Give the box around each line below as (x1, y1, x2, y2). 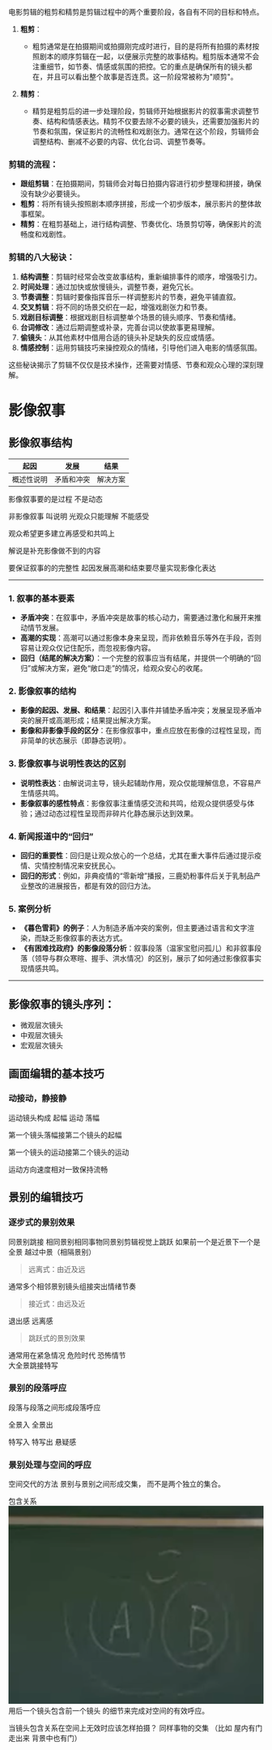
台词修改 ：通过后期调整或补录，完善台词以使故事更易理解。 (19, 322, 219, 332)
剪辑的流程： (8, 159, 59, 170)
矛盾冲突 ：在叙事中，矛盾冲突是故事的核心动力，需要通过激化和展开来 (19, 612, 255, 622)
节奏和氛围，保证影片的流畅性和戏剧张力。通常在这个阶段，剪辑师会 (32, 126, 260, 136)
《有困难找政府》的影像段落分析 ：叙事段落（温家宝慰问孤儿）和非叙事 (19, 943, 255, 954)
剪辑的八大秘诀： (8, 252, 75, 263)
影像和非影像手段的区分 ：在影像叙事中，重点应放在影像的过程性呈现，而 (19, 726, 261, 736)
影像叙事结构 (8, 436, 73, 450)
